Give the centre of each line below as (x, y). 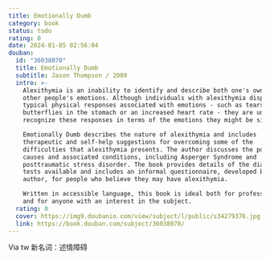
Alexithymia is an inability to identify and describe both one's (136, 90)
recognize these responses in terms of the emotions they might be (138, 120)
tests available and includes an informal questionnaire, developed (140, 172)
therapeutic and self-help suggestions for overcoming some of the (138, 142)
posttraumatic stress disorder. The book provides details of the (136, 164)
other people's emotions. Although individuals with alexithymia (135, 98)
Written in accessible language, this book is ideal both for (129, 194)
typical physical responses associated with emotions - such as (133, 105)
